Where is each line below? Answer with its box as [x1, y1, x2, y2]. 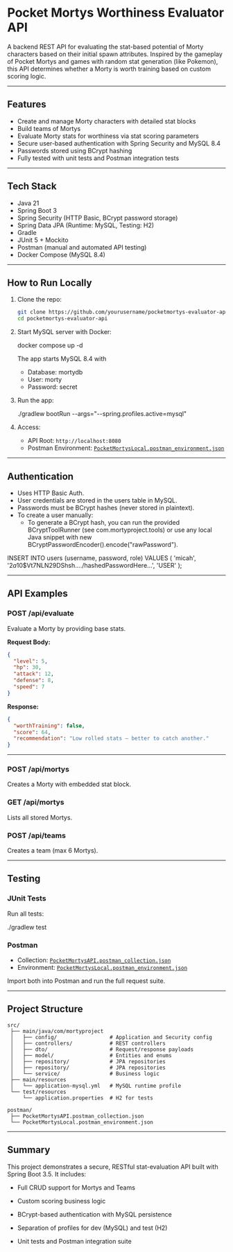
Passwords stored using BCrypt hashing [17, 146, 132, 155]
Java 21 [17, 199, 40, 207]
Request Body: [7, 638, 51, 646]
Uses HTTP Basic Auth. [17, 489, 85, 497]
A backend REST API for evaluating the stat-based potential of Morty [7, 42, 204, 51]
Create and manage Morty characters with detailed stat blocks [17, 116, 196, 125]
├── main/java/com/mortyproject [10, 1027, 104, 1034]
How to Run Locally [7, 277, 92, 288]
